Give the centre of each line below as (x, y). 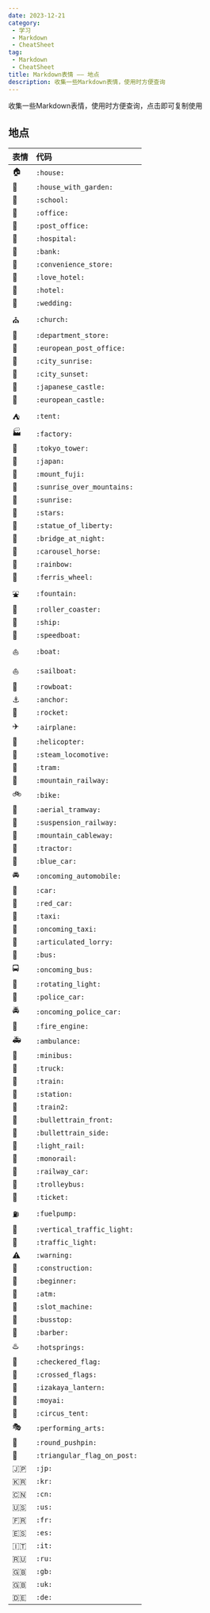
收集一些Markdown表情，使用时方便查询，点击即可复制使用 (105, 105)
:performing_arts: (71, 1428)
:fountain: (56, 593)
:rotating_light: (69, 985)
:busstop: (54, 1320)
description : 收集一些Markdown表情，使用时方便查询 (87, 82)
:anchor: (52, 700)
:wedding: (54, 303)
